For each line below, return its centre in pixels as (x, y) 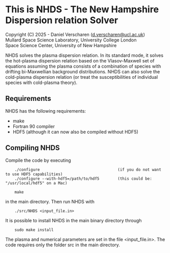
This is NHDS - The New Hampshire (82, 9)
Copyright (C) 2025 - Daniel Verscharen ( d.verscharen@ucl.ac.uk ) (75, 34)
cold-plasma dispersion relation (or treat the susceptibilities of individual (82, 77)
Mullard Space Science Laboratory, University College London (71, 40)
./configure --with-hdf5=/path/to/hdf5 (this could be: (83, 178)
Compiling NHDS (33, 148)
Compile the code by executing (38, 160)
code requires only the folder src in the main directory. (63, 245)
